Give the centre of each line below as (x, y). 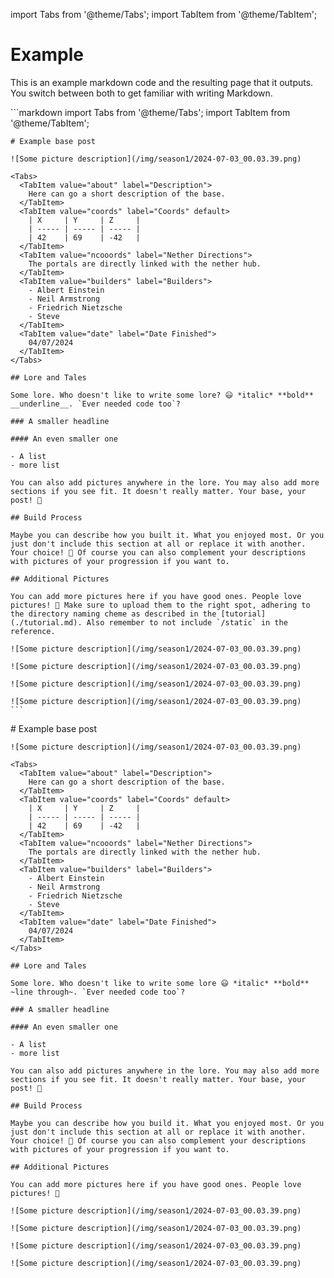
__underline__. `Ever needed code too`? (96, 404)
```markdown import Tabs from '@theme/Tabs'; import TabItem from (150, 112)
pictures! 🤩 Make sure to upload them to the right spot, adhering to (160, 605)
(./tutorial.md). (46, 622)
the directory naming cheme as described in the (113, 614)
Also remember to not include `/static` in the (187, 622)
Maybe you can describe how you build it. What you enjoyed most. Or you (167, 1123)
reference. (33, 631)
